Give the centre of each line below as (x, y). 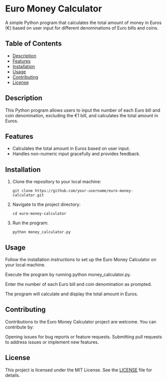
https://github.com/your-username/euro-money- (84, 191)
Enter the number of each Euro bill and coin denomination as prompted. (79, 284)
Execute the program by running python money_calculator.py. (68, 274)
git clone (23, 191)
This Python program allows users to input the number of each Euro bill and (83, 110)
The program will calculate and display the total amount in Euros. (72, 294)
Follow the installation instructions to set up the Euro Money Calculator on (81, 259)
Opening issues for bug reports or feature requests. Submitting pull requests (83, 336)
